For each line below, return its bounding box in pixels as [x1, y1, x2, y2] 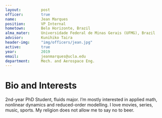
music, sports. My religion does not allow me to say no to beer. [5, 107, 134, 113]
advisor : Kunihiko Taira [5, 35, 72, 40]
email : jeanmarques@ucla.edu [5, 53, 86, 59]
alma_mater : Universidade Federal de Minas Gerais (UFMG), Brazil [5, 30, 155, 35]
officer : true [5, 12, 50, 17]
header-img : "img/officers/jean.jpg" [5, 40, 93, 45]
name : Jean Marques [5, 16, 68, 21]
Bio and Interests [5, 80, 77, 91]
